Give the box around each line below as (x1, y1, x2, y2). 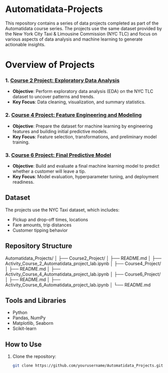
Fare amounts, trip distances (12, 222, 72, 228)
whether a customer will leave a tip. (12, 168, 86, 174)
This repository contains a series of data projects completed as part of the (5, 20, 159, 26)
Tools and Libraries (5, 296, 66, 305)
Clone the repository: (12, 353, 57, 359)
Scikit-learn (12, 325, 37, 332)
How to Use (5, 340, 42, 348)
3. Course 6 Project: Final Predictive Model (5, 152, 111, 159)
